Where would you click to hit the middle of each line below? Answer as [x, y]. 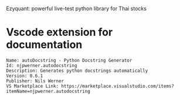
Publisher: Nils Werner [35, 81]
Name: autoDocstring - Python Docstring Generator [69, 60]
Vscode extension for [60, 32]
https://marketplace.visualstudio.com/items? [118, 86]
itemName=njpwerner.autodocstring [48, 91]
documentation [44, 45]
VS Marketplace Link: [33, 86]
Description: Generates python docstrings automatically [77, 71]
